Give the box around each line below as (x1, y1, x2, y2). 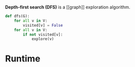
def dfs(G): (5, 14, 30, 19)
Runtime (5, 53, 41, 65)
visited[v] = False (23, 23, 63, 28)
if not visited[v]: (23, 32, 63, 37)
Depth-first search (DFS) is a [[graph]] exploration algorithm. (5, 4, 131, 10)
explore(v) (31, 36, 54, 41)
